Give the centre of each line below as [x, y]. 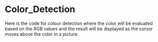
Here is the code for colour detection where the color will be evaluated [79, 23]
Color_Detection [40, 9]
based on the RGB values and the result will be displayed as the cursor [79, 28]
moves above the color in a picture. [42, 34]
